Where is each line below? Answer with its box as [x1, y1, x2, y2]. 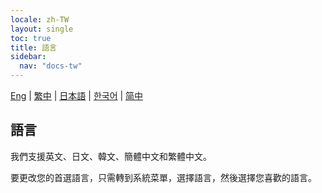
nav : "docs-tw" [19, 61, 83, 71]
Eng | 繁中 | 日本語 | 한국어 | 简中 [10, 90, 144, 101]
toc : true [10, 33, 52, 43]
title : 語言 [10, 42, 57, 53]
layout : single [10, 24, 74, 34]
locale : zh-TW [10, 14, 70, 25]
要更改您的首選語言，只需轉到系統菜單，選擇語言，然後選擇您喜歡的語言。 [10, 171, 317, 183]
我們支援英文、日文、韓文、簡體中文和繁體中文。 [10, 150, 212, 162]
